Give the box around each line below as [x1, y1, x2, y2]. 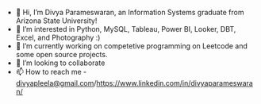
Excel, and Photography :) [15, 33, 101, 42]
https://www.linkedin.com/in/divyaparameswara [96, 79, 254, 87]
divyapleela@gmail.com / [15, 79, 97, 87]
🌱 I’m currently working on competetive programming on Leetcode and [15, 41, 248, 51]
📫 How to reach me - [15, 67, 87, 76]
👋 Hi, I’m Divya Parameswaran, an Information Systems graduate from [15, 8, 244, 17]
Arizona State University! [15, 16, 98, 25]
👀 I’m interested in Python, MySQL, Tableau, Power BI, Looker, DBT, [15, 25, 236, 33]
